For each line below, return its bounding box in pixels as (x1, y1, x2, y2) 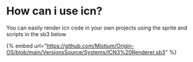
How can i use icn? (6, 4, 103, 18)
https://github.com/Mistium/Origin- (46, 42, 135, 49)
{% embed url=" (6, 42, 47, 49)
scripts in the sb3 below (6, 30, 67, 37)
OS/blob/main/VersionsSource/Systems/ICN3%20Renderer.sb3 (6, 48, 166, 55)
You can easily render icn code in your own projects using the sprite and (6, 24, 188, 31)
